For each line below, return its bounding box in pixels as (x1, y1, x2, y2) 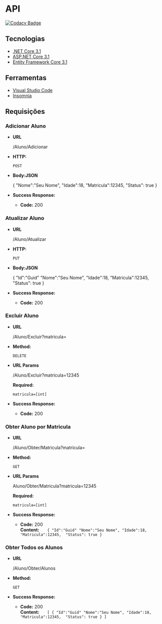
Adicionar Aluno (5, 122, 46, 130)
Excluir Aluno (5, 312, 39, 319)
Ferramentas (5, 74, 47, 82)
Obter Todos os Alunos (5, 544, 63, 551)
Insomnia (12, 92, 32, 99)
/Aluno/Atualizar (12, 236, 47, 242)
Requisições (5, 107, 46, 116)
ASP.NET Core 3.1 (12, 53, 50, 59)
